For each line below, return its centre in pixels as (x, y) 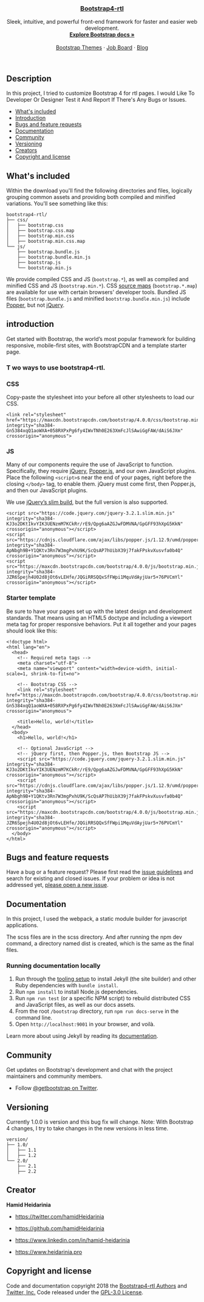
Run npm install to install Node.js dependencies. (76, 992)
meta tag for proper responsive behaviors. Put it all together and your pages (101, 624)
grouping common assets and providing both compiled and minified (91, 197)
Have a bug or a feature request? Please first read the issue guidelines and (100, 872)
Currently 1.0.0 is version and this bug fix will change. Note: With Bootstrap (100, 1122)
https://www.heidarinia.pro (49, 1251)
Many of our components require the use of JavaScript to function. (90, 464)
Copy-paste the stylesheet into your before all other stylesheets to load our (100, 397)
